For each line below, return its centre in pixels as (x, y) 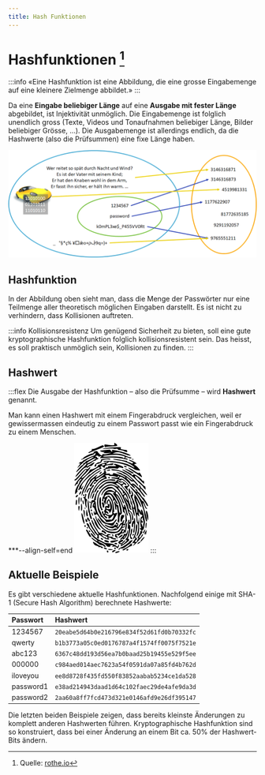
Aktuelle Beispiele (54, 575)
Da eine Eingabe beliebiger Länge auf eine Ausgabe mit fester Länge (122, 105)
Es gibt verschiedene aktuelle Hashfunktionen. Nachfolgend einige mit (122, 594)
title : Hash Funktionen (47, 17)
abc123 (24, 653)
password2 (30, 698)
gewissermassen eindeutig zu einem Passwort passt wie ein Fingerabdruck (131, 424)
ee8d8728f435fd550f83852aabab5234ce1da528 (125, 676)
